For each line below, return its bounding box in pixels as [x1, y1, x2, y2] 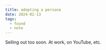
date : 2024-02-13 [5, 12, 41, 17]
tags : [5, 16, 16, 21]
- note [9, 26, 23, 31]
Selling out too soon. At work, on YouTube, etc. [5, 39, 102, 45]
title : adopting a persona [5, 7, 61, 12]
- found [9, 21, 26, 26]
